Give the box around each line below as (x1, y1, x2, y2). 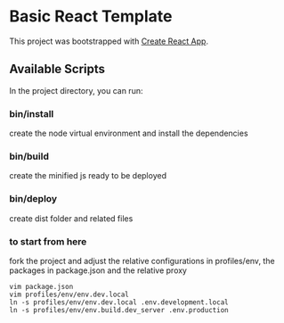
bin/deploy (9, 193, 58, 205)
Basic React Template (9, 6, 173, 27)
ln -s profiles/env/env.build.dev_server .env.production (9, 305, 229, 314)
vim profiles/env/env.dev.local (9, 290, 129, 299)
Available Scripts (9, 62, 105, 77)
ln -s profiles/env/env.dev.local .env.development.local (9, 297, 229, 307)
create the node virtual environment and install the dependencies (9, 128, 248, 139)
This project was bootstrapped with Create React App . (9, 36, 209, 46)
